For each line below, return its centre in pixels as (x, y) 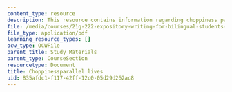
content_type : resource (41, 13)
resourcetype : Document (41, 65)
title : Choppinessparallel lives (55, 71)
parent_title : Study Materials (52, 53)
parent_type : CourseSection (48, 59)
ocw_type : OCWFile (33, 46)
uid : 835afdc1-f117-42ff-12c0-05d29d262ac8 (71, 78)
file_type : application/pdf (48, 33)
